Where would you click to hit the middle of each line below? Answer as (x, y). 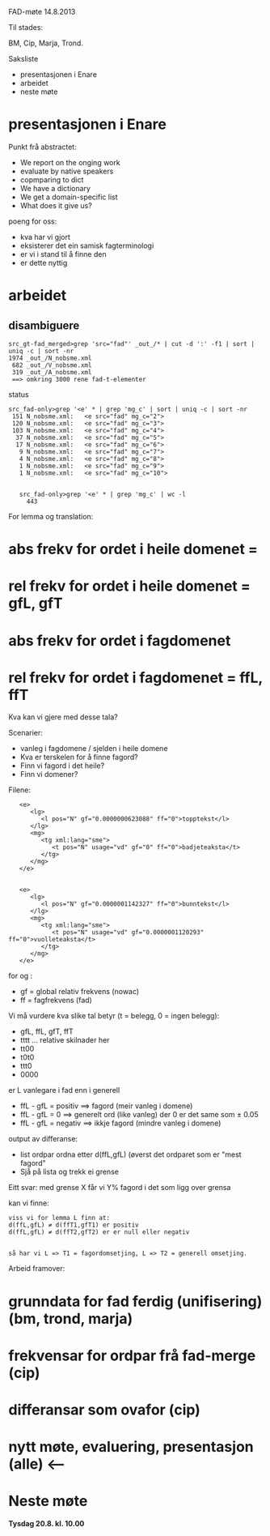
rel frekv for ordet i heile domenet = (129, 586)
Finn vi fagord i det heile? (62, 766)
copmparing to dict (52, 179)
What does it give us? (56, 205)
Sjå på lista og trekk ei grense (70, 1172)
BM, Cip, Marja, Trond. (46, 43)
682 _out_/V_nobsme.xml (52, 365)
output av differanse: (43, 1139)
